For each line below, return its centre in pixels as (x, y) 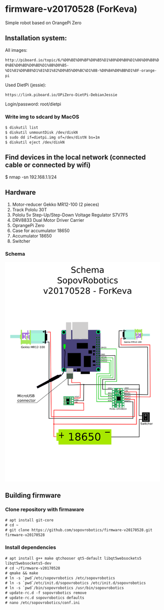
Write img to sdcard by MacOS (42, 117)
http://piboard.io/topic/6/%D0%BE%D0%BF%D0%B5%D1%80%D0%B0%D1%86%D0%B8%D (82, 60)
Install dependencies (31, 547)
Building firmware (33, 495)
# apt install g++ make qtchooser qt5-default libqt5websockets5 (73, 558)
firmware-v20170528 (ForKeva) (71, 9)
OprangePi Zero (28, 225)
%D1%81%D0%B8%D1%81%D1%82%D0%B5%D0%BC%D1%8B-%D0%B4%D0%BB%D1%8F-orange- (81, 70)
